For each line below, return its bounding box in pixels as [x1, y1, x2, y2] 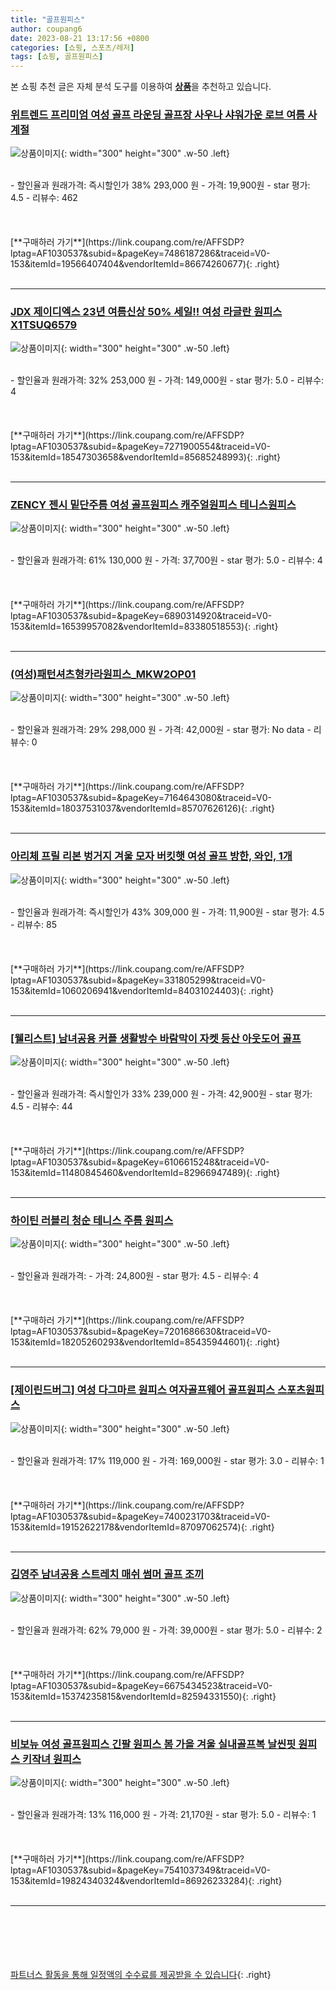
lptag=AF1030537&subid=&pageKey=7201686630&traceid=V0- [10, 1326, 272, 1338]
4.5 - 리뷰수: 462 [10, 192, 78, 204]
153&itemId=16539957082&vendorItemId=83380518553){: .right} [10, 621, 279, 633]
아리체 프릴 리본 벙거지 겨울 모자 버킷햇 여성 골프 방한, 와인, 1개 [10, 849, 293, 863]
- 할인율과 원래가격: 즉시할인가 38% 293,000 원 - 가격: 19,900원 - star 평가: [10, 179, 311, 191]
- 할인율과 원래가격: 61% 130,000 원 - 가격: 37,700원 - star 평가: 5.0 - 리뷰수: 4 [10, 554, 323, 566]
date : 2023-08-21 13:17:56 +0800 [10, 33, 150, 43]
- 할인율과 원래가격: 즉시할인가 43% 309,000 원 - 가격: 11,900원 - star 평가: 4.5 [10, 906, 325, 918]
